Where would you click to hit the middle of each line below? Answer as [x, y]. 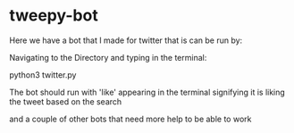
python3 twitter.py [43, 75]
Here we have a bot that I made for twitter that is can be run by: [126, 40]
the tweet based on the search [66, 101]
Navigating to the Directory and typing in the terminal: [108, 57]
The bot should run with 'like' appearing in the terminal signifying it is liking [147, 92]
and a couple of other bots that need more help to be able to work [130, 119]
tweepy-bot [54, 16]
